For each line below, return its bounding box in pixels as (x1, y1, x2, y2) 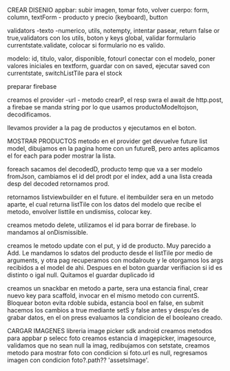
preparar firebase (7, 83, 57, 90)
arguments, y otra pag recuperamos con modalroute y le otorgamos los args (7, 256, 224, 264)
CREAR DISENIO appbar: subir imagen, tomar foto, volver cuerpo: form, (7, 6, 210, 14)
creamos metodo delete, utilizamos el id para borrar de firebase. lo (7, 221, 196, 229)
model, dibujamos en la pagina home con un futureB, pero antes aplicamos (7, 145, 220, 152)
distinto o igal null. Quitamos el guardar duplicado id (7, 271, 155, 279)
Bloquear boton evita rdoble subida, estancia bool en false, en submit (7, 299, 205, 307)
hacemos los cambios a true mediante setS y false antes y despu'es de (7, 306, 209, 314)
